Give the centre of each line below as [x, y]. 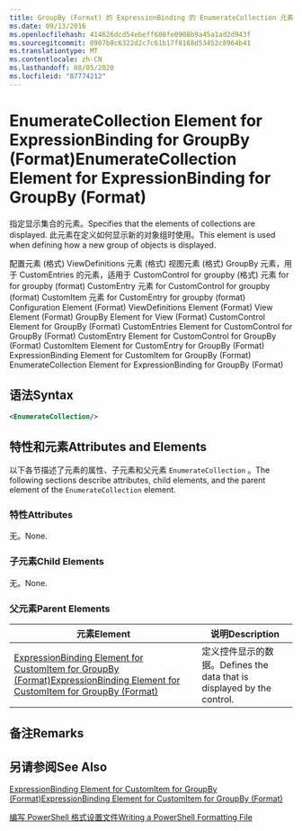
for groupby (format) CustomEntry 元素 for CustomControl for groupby [140, 285]
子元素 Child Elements [57, 562]
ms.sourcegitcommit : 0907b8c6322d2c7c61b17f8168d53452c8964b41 [130, 43]
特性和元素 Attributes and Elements [108, 447]
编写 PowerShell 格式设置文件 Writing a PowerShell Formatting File [131, 817]
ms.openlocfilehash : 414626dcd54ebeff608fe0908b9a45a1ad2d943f [130, 34]
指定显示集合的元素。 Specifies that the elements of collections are [133, 223]
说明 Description [245, 634]
